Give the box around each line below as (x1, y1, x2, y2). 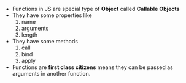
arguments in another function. (12, 70, 91, 77)
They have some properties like (12, 12, 92, 19)
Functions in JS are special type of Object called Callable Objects (12, 5, 180, 12)
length (21, 31, 38, 38)
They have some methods (12, 38, 79, 45)
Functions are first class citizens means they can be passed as (12, 63, 173, 71)
